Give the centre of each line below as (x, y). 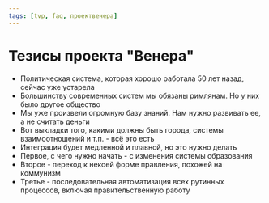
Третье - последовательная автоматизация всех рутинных (122, 181)
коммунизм (40, 173)
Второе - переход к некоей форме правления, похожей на (121, 164)
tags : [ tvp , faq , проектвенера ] (63, 16)
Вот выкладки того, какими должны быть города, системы (122, 129)
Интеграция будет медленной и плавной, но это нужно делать (128, 147)
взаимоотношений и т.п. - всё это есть (87, 138)
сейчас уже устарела (57, 87)
